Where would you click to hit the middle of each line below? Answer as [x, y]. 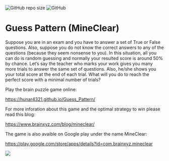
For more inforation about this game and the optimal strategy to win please [83, 109]
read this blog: [20, 114]
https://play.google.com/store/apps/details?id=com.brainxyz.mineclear [79, 143]
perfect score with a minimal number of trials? [53, 79]
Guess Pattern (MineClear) [62, 28]
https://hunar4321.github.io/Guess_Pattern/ [50, 99]
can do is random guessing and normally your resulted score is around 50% [84, 58]
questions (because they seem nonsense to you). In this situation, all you [81, 52]
